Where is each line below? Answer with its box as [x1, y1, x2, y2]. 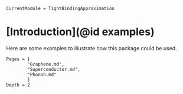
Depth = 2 [6, 82, 31, 88]
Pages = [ [6, 56, 31, 62]
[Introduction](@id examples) [6, 25, 155, 38]
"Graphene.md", [27, 61, 65, 67]
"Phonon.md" [27, 72, 57, 77]
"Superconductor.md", [27, 66, 81, 72]
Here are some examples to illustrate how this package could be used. [6, 44, 177, 51]
